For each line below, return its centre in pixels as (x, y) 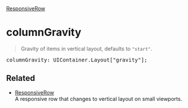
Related (21, 78)
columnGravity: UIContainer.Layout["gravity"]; (77, 60)
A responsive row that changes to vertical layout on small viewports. (98, 99)
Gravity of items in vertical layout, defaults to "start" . (87, 48)
